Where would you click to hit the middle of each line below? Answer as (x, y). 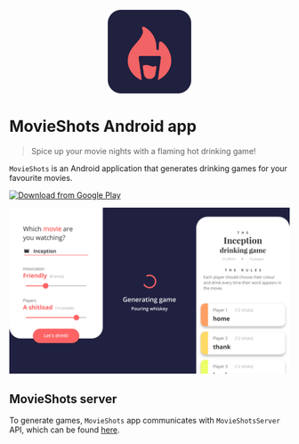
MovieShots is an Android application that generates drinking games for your (148, 168)
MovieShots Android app (103, 127)
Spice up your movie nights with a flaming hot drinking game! (143, 151)
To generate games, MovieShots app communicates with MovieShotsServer (145, 421)
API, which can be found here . (65, 430)
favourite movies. (41, 177)
